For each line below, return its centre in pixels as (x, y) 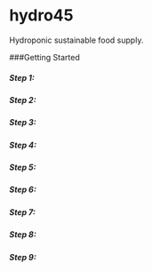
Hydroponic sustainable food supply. (76, 40)
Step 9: (23, 257)
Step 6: (23, 190)
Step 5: (23, 167)
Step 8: (23, 235)
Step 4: (23, 145)
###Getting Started (44, 57)
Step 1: (22, 77)
